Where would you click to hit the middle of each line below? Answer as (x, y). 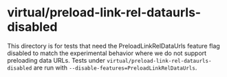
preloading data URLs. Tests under (56, 60)
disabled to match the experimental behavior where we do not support (107, 53)
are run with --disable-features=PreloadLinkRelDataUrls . (115, 67)
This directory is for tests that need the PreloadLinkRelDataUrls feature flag (113, 46)
